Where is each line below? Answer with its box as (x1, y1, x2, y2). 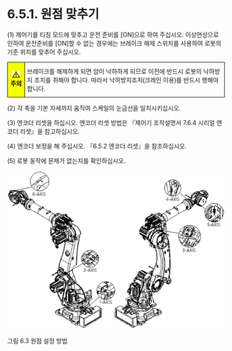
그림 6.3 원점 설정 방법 (7, 336, 68, 345)
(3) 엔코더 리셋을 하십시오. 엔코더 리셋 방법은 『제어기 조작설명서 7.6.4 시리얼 (7, 118, 215, 126)
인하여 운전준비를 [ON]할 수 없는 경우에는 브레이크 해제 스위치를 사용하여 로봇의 (7, 39, 222, 47)
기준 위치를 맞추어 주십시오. (7, 48, 81, 56)
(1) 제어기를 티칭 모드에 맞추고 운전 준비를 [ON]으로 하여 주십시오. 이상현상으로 (7, 30, 220, 39)
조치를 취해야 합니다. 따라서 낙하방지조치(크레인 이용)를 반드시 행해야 (34, 76, 219, 84)
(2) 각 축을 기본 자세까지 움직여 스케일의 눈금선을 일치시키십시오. (7, 104, 182, 112)
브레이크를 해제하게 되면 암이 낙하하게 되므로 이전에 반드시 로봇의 (26, 67, 202, 75)
